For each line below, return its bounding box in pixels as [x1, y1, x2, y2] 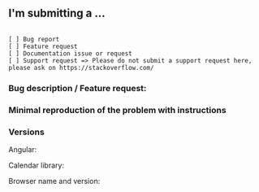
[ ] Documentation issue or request [8, 49, 132, 58]
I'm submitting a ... [8, 7, 106, 20]
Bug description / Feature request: [8, 82, 147, 94]
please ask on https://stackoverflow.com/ [8, 63, 154, 72]
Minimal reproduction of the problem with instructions [8, 104, 227, 116]
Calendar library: [8, 160, 65, 170]
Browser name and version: [8, 176, 101, 185]
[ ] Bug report [8, 35, 60, 43]
